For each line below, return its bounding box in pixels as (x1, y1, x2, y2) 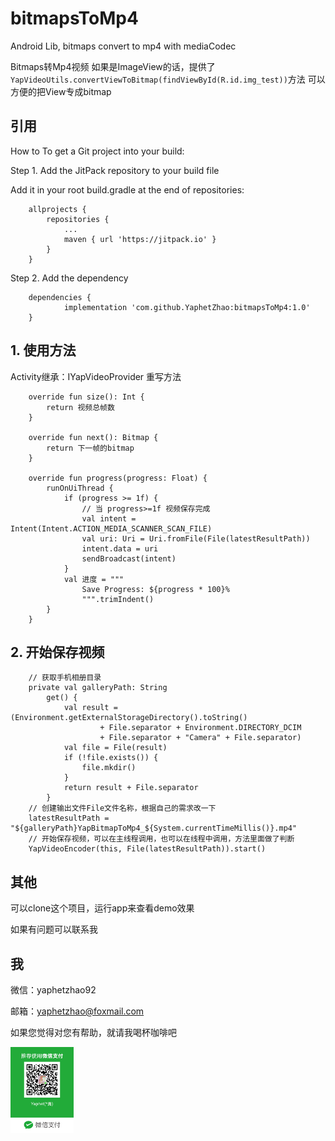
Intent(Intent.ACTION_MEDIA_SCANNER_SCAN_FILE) (10, 523, 213, 534)
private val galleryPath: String (28, 683, 168, 693)
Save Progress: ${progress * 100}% (81, 584, 230, 594)
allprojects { (28, 204, 87, 214)
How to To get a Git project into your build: (10, 145, 185, 157)
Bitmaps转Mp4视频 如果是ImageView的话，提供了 (10, 60, 216, 72)
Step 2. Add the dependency (10, 272, 129, 284)
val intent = (81, 513, 137, 524)
